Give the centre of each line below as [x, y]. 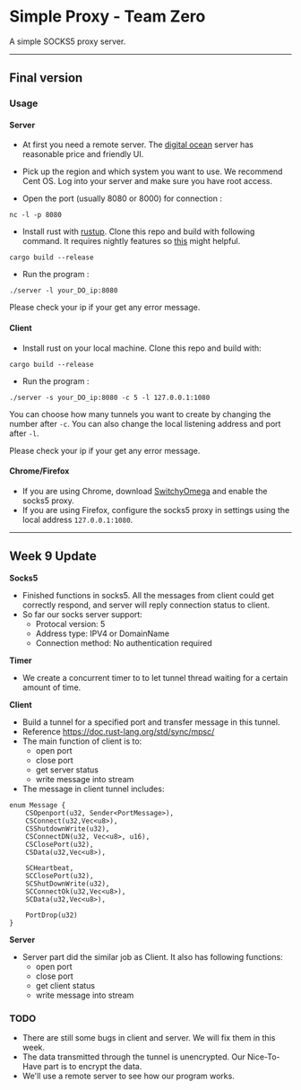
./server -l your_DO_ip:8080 [64, 291]
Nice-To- [264, 1057]
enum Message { [38, 805]
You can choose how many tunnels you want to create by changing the [140, 414]
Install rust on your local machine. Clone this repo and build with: [142, 348]
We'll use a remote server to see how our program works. [128, 1076]
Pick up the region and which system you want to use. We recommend [152, 171]
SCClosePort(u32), [60, 876]
